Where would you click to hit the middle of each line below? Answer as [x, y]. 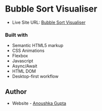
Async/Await [25, 66]
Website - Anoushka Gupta [39, 103]
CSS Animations [28, 51]
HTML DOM [24, 71]
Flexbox [20, 56]
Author [16, 91]
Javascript [23, 61]
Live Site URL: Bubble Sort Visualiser [49, 22]
